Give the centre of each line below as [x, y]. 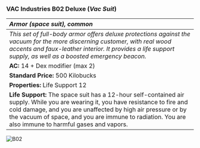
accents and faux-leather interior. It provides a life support [92, 49]
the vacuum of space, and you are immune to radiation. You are [98, 117]
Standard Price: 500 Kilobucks [53, 76]
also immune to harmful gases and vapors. [68, 124]
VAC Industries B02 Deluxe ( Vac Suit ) [62, 9]
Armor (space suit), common [51, 24]
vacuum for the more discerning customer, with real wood [90, 41]
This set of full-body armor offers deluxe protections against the [100, 34]
